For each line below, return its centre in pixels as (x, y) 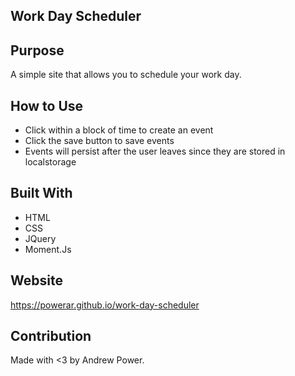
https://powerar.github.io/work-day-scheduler (105, 305)
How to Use (47, 105)
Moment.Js (48, 249)
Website (36, 280)
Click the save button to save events (99, 141)
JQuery (40, 238)
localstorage (50, 162)
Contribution (51, 336)
